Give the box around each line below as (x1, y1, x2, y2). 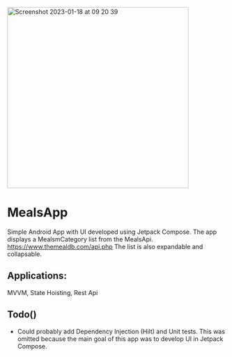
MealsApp (7, 205, 68, 221)
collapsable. (7, 250, 42, 258)
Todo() (7, 309, 37, 321)
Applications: (7, 270, 68, 282)
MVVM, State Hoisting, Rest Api (7, 288, 98, 296)
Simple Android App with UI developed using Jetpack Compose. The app (7, 228, 217, 236)
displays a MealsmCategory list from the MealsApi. (7, 235, 153, 243)
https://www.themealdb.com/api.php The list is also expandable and (7, 242, 203, 251)
